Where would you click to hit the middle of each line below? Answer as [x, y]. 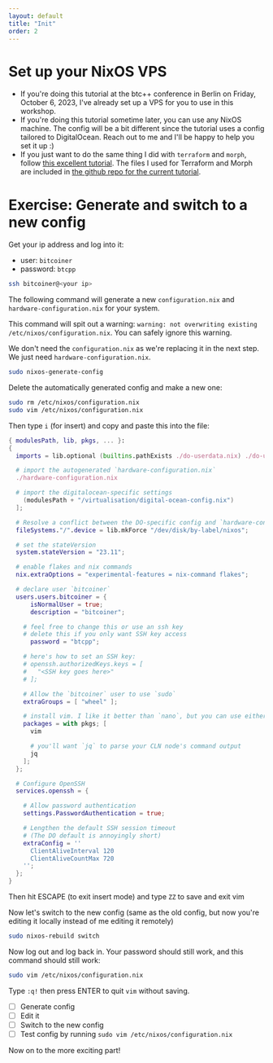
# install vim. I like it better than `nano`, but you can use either [145, 716]
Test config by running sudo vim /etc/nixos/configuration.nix [126, 1034]
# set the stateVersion [56, 545]
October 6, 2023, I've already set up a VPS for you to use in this [127, 103]
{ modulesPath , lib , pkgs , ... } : [67, 441]
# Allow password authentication [80, 806]
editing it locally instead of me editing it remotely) [91, 921]
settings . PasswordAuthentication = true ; [94, 814]
